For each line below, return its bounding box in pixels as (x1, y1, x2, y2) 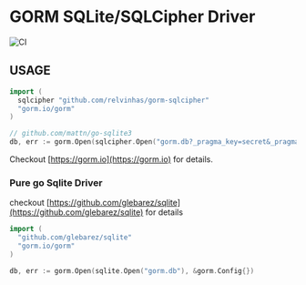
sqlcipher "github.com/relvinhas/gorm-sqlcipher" (17, 96, 209, 105)
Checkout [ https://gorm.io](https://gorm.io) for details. (9, 154, 214, 165)
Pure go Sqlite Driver (9, 176, 103, 188)
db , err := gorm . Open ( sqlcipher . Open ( (9, 137, 157, 147)
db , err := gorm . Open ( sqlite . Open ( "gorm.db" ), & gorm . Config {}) (9, 266, 255, 275)
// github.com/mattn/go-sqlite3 (9, 129, 132, 138)
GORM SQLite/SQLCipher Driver (9, 6, 256, 27)
